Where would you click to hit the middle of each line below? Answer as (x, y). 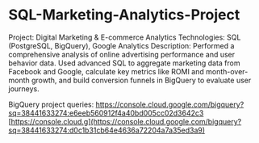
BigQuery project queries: (51, 104)
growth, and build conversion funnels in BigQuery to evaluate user (141, 80)
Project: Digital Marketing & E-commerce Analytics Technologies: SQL (125, 37)
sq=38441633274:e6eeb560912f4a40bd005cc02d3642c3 (106, 113)
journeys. (24, 88)
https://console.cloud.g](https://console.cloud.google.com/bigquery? (126, 121)
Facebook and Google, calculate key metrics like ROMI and (106, 71)
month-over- (227, 71)
